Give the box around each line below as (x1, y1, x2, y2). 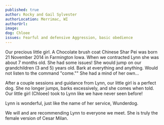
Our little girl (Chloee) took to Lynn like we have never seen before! (5, 90, 143, 96)
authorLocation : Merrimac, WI (5, 16, 68, 21)
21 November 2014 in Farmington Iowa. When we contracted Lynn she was (5, 54, 159, 60)
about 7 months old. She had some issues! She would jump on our (5, 59, 141, 65)
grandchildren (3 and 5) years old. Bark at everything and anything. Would (5, 64, 158, 70)
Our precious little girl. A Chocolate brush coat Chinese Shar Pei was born (5, 48, 157, 55)
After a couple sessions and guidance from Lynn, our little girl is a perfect (5, 79, 156, 85)
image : (5, 26, 19, 31)
